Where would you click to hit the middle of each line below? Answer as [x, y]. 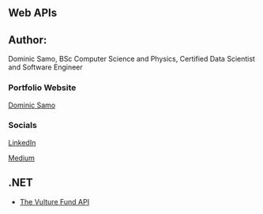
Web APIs [33, 13]
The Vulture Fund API [54, 201]
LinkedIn [22, 142]
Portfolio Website [42, 88]
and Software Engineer [45, 67]
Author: [28, 40]
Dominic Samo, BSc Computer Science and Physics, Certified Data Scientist [131, 59]
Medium [22, 158]
